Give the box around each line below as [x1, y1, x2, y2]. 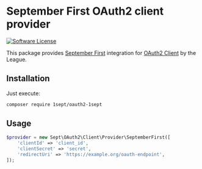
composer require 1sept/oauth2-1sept [6, 101, 103, 107]
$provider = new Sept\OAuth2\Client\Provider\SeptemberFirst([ [6, 134, 171, 141]
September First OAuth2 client [6, 4, 164, 18]
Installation [6, 73, 50, 84]
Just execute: [6, 90, 41, 97]
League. [6, 56, 27, 63]
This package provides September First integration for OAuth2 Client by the [6, 49, 197, 56]
